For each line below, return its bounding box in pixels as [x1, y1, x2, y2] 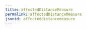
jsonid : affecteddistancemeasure [5, 16, 75, 21]
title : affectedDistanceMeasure [5, 7, 73, 12]
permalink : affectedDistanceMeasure [5, 12, 82, 17]
